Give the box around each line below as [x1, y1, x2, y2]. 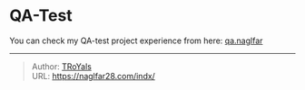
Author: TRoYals [31, 60, 93, 72]
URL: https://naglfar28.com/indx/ [31, 70, 156, 81]
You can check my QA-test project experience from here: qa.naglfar [9, 35, 263, 46]
